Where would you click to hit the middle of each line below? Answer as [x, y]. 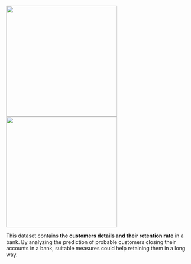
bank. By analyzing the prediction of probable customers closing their [91, 242]
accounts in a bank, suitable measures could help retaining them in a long [96, 248]
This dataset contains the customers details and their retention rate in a [95, 236]
